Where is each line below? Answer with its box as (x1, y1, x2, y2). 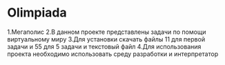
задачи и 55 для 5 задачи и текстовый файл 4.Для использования (7, 42, 202, 50)
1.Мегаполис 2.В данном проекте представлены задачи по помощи (7, 28, 206, 36)
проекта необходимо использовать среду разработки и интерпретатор (7, 50, 219, 58)
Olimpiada (7, 5, 67, 21)
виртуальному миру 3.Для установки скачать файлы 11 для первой (7, 35, 206, 43)
